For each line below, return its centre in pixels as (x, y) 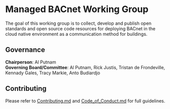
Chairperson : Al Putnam (31, 62)
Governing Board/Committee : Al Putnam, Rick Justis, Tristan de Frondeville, (85, 67)
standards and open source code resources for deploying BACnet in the (80, 28)
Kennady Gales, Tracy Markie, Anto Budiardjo (53, 73)
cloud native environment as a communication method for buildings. (76, 34)
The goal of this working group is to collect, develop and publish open (78, 23)
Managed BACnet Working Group (77, 9)
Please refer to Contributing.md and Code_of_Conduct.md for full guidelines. (85, 101)
